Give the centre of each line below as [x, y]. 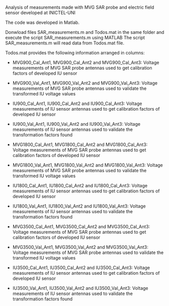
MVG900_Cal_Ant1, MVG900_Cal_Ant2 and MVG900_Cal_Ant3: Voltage [86, 62]
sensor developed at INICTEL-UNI [40, 13]
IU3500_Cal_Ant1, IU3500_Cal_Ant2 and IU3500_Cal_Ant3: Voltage [81, 268]
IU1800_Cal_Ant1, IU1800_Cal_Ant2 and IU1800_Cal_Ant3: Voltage [80, 186]
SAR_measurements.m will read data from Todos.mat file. [65, 43]
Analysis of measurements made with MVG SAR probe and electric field [80, 7]
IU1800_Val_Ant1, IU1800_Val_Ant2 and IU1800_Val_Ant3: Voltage [79, 206]
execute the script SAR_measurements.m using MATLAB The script [75, 38]
